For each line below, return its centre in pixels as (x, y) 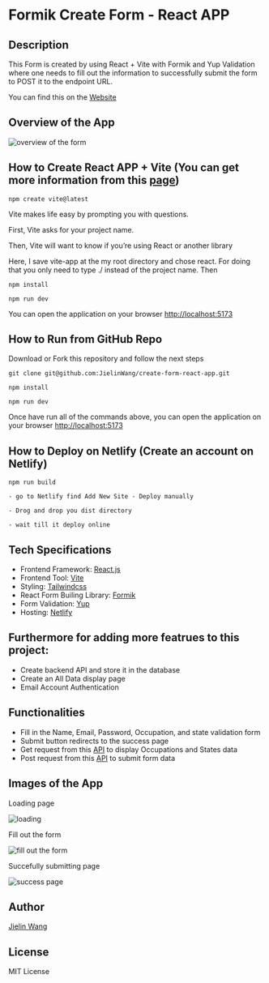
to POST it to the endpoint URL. (61, 81)
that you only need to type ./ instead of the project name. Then (113, 270)
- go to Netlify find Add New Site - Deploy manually (101, 497)
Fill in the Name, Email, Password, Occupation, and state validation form (140, 732)
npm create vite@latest (49, 199)
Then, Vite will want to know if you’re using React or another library (121, 246)
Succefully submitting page (54, 865)
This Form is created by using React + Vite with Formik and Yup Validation (132, 64)
